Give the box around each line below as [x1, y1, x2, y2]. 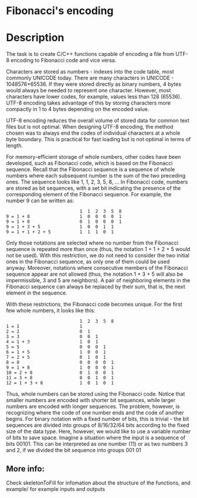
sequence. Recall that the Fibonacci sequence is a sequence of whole [6, 166, 175, 173]
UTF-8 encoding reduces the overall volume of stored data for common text [6, 117, 189, 124]
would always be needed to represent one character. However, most [6, 87, 171, 94]
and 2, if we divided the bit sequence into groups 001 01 [6, 447, 142, 454]
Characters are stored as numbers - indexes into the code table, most [6, 68, 174, 75]
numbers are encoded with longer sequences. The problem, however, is [6, 403, 180, 410]
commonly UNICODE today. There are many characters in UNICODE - [6, 75, 174, 82]
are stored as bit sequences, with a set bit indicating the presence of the [6, 185, 181, 192]
